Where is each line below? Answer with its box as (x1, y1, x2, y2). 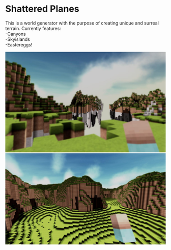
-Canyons (5, 31, 26, 37)
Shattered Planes (5, 3, 80, 15)
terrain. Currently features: (5, 25, 61, 31)
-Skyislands (5, 36, 31, 42)
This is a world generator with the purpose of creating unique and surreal (5, 20, 159, 26)
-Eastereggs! (5, 41, 33, 47)
